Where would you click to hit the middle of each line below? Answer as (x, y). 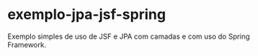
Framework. (27, 44)
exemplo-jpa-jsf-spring (87, 15)
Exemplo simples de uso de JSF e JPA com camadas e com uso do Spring (129, 36)
